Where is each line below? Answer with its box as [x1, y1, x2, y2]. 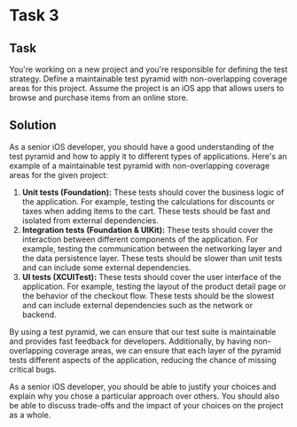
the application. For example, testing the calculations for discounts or [21, 196, 275, 206]
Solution [9, 118, 57, 133]
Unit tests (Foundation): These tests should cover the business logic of [21, 187, 285, 198]
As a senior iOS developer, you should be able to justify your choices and [9, 381, 277, 392]
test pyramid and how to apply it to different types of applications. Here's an [9, 151, 287, 161]
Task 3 [9, 5, 59, 26]
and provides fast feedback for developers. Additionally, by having [9, 336, 252, 346]
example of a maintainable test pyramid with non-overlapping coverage [9, 160, 270, 171]
